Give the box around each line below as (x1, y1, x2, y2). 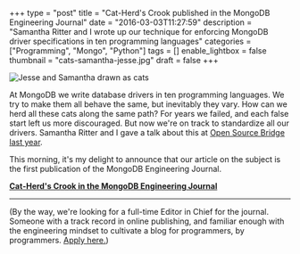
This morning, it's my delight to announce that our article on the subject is (9, 154, 281, 164)
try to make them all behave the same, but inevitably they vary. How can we (9, 99, 287, 110)
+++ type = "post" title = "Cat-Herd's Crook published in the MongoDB (9, 8, 271, 18)
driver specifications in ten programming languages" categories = (9, 36, 252, 46)
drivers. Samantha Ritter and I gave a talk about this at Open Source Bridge (9, 127, 286, 137)
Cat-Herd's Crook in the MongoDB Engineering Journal (9, 181, 218, 191)
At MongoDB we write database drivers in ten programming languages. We (9, 89, 285, 100)
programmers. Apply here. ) (9, 235, 109, 245)
